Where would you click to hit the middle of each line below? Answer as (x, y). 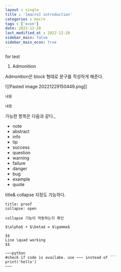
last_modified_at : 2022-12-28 (38, 33)
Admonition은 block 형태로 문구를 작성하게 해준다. (54, 76)
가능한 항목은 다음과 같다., (30, 116)
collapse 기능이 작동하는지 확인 (35, 218)
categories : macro (25, 19)
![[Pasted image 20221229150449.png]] (46, 86)
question (21, 152)
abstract (21, 131)
